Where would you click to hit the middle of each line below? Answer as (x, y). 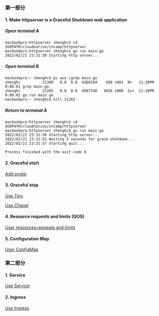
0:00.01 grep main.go (27, 87)
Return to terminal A (26, 111)
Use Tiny (14, 196)
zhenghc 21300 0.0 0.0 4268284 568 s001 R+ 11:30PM (79, 82)
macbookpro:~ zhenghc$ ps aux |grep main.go (51, 78)
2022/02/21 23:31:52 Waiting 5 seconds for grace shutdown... (70, 139)
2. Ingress (15, 297)
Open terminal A (22, 31)
